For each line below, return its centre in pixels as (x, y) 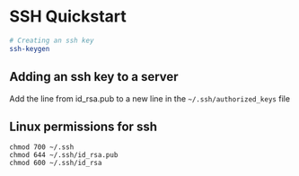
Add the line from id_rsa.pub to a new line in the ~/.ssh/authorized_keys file (149, 98)
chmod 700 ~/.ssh (42, 147)
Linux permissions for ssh (83, 126)
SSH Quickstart (68, 17)
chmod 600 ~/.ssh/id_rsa (56, 163)
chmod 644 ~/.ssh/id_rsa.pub (64, 155)
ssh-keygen (30, 48)
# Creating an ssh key (52, 40)
